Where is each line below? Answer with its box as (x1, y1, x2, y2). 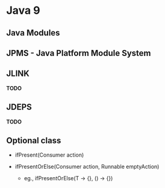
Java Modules (6, 28, 60, 38)
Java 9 (6, 4, 40, 17)
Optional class (6, 135, 61, 145)
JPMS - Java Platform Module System (6, 48, 151, 58)
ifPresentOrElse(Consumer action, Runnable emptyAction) (14, 163, 160, 171)
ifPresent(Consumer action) (14, 151, 84, 158)
